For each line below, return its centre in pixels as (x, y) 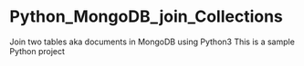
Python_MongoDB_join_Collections (146, 17)
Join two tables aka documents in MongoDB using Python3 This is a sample (152, 42)
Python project (37, 51)
